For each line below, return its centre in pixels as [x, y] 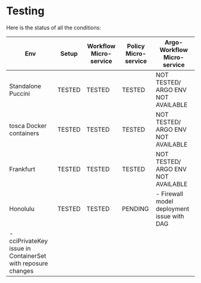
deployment [172, 209]
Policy [136, 46]
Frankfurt [22, 169]
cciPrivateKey [28, 241]
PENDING [135, 209]
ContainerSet [28, 255]
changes [22, 270]
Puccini [20, 93]
